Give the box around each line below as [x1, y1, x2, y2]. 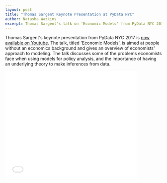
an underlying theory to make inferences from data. [5, 61, 111, 67]
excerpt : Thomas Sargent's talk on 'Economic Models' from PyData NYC [5, 21, 155, 26]
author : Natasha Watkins [5, 16, 57, 21]
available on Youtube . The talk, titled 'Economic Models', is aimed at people [5, 40, 160, 46]
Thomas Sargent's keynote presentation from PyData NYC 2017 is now [5, 35, 150, 41]
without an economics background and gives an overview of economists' [5, 45, 155, 51]
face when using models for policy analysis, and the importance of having [5, 56, 157, 62]
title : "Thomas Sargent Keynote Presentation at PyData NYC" [5, 12, 135, 17]
